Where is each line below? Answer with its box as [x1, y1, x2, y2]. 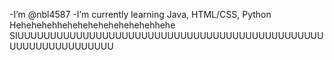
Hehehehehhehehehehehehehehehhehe [9, 19, 176, 31]
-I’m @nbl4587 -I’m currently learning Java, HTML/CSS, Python [9, 9, 272, 20]
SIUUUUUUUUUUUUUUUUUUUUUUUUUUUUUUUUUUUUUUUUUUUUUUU [9, 30, 324, 41]
